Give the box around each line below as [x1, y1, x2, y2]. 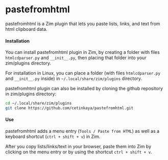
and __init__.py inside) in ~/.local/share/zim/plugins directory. [5, 75, 142, 82]
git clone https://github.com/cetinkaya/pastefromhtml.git [5, 106, 134, 111]
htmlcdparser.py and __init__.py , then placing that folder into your [5, 55, 147, 61]
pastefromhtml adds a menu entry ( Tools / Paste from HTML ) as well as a [5, 128, 160, 134]
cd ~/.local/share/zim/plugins [5, 101, 72, 106]
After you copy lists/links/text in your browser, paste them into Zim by [5, 144, 152, 150]
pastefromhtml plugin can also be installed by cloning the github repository [5, 86, 163, 92]
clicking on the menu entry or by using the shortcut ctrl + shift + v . [5, 149, 152, 155]
